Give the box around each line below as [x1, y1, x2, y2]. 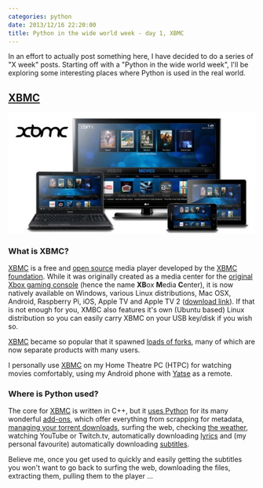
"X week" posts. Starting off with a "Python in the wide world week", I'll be [8, 60, 249, 70]
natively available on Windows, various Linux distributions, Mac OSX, [8, 288, 232, 297]
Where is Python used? [8, 388, 99, 399]
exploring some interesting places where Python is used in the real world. [8, 68, 246, 78]
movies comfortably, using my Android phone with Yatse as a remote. [8, 369, 233, 378]
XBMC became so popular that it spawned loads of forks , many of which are [8, 337, 255, 346]
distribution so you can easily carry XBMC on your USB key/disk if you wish [8, 313, 253, 322]
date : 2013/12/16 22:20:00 [8, 20, 97, 29]
